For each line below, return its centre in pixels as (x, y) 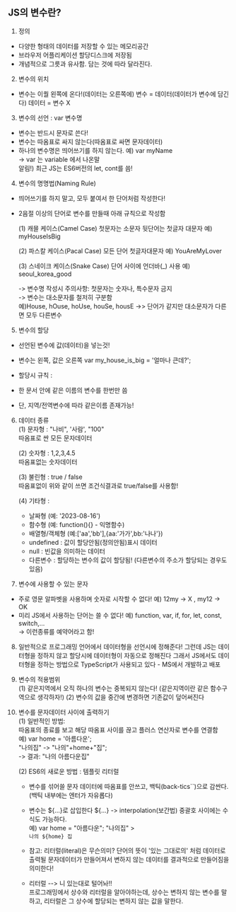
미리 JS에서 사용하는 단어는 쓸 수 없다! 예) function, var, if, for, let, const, (120, 615)
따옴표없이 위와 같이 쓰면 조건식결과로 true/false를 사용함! (98, 485)
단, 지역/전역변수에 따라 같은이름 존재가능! (76, 405)
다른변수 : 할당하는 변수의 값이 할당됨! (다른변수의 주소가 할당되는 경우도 (128, 560)
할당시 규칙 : (35, 375)
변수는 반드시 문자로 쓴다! (53, 132)
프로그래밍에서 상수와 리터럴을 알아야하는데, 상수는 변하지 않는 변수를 (124, 892)
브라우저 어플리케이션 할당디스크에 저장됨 (75, 54)
